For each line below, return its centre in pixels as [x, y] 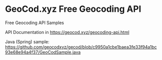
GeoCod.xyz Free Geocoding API [73, 9]
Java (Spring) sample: [27, 42]
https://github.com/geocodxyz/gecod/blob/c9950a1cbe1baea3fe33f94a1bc [81, 47]
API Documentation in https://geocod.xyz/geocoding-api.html [67, 32]
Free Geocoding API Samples [35, 23]
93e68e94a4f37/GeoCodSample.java [43, 52]
